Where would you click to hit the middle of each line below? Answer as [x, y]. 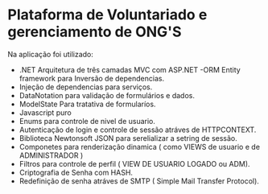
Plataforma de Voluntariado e [107, 15]
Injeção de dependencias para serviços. [86, 87]
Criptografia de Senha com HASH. [76, 172]
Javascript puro [45, 112]
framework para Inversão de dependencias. [92, 78]
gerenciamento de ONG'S [95, 32]
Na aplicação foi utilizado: [51, 54]
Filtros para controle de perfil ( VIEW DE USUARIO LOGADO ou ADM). [134, 163]
